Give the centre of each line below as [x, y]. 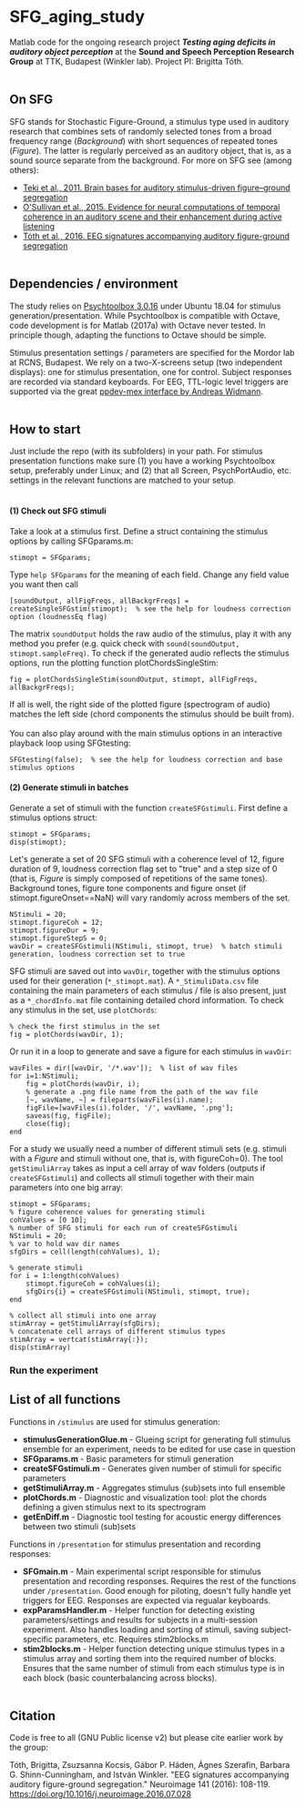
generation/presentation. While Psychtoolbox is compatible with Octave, [145, 315]
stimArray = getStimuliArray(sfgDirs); [85, 1323]
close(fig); [48, 1123]
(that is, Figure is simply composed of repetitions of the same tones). [139, 878]
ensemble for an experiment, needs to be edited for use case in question [159, 1448]
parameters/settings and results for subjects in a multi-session [140, 1620]
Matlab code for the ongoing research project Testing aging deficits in [142, 42]
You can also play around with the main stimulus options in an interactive [146, 733]
